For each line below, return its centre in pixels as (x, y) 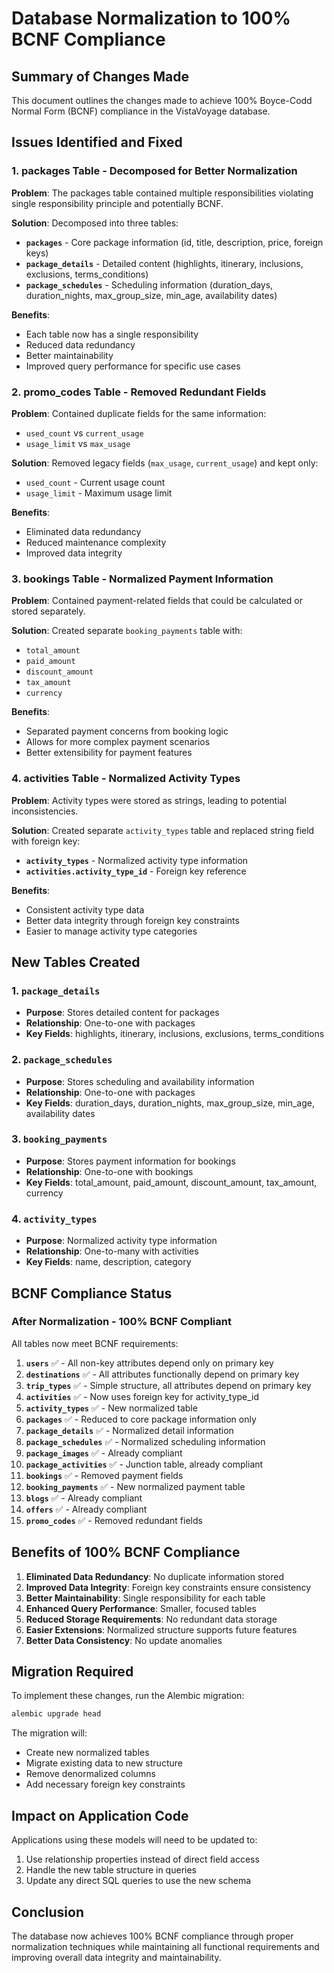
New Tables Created (76, 962)
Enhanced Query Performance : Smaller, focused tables (141, 1608)
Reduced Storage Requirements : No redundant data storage (151, 1619)
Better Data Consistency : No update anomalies (124, 1640)
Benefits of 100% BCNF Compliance (126, 1552)
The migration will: (49, 1733)
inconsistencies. (45, 811)
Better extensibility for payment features (109, 753)
